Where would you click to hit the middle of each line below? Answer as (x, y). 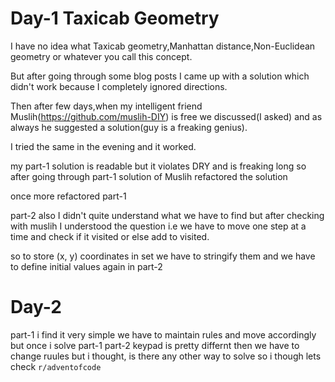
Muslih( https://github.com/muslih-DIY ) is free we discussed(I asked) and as (166, 116)
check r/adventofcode (56, 366)
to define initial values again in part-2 (86, 266)
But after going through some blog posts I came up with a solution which (160, 76)
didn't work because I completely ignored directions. (119, 86)
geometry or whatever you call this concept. (101, 56)
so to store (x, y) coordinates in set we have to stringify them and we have (163, 256)
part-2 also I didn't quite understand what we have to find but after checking (167, 215)
